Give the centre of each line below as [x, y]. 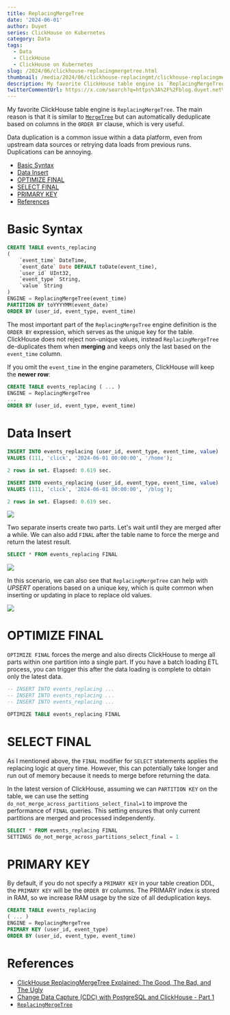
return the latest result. [39, 542]
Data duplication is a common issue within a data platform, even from [105, 137]
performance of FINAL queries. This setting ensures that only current [104, 811]
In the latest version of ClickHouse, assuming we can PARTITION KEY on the [112, 789]
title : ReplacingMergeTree [46, 13]
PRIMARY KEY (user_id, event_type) [58, 929]
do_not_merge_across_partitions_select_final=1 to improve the [97, 803]
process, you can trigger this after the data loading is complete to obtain [109, 669]
